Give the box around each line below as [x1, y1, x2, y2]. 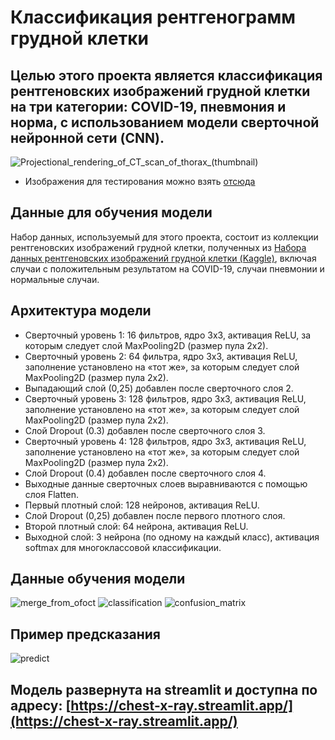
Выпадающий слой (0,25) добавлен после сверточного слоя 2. [24, 382, 294, 394]
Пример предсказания [10, 626, 161, 643]
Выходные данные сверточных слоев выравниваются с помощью [24, 477, 308, 490]
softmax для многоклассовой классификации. [24, 541, 222, 553]
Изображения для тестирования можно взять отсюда [24, 176, 256, 187]
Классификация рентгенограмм [10, 6, 297, 29]
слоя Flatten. [24, 488, 79, 500]
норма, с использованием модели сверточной [10, 114, 320, 131]
